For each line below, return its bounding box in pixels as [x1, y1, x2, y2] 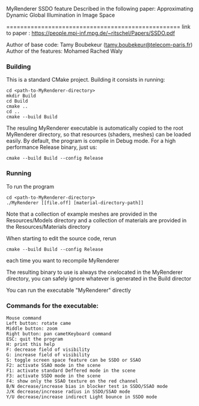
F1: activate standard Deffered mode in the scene [6, 368, 136, 374]
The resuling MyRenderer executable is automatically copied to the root [6, 124, 183, 132]
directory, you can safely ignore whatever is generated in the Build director [6, 274, 191, 282]
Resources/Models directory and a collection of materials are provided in [6, 216, 187, 224]
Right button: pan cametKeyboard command [6, 330, 112, 337]
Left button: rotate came [6, 320, 71, 326]
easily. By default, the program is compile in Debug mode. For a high [6, 138, 176, 145]
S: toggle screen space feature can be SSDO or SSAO [6, 357, 141, 363]
